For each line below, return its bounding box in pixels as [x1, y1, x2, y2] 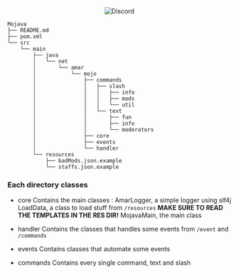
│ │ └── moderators [33, 126, 154, 133]
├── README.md [7, 27, 50, 34]
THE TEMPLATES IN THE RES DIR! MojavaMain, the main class [17, 211, 202, 219]
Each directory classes [7, 180, 88, 190]
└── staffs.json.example [45, 163, 119, 170]
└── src [7, 39, 31, 46]
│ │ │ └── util [33, 102, 135, 109]
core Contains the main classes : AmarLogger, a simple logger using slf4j [17, 196, 232, 204]
